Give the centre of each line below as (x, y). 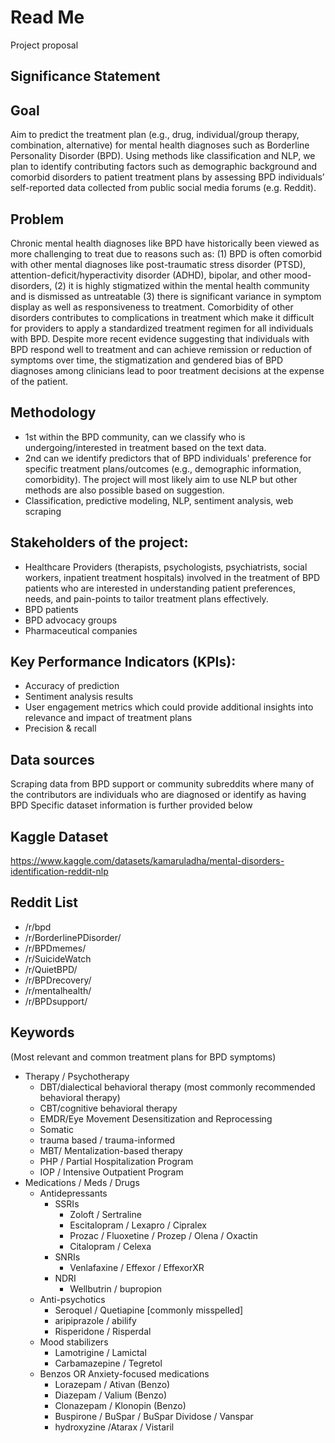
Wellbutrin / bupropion (116, 1288)
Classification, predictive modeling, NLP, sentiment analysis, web (159, 500)
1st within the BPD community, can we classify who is (135, 437)
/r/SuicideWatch (58, 958)
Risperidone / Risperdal (103, 1331)
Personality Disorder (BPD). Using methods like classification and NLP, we (163, 156)
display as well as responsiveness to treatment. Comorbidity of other (152, 307)
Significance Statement (85, 76)
